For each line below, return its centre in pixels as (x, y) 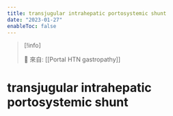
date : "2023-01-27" (35, 20)
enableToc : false (32, 26)
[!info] (32, 46)
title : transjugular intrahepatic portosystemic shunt (87, 13)
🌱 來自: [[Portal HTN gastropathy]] (72, 59)
